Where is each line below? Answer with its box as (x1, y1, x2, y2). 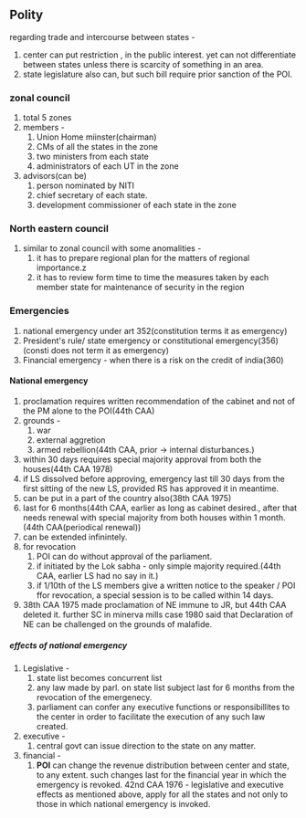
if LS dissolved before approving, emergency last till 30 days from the (22, 473, 285, 484)
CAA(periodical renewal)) (45, 521, 142, 532)
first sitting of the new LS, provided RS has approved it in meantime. (22, 483, 280, 494)
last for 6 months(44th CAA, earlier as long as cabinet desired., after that (22, 502, 298, 513)
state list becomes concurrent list (36, 672, 163, 683)
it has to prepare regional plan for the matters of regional (36, 253, 250, 264)
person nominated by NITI (36, 180, 135, 191)
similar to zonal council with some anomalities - (22, 243, 202, 254)
